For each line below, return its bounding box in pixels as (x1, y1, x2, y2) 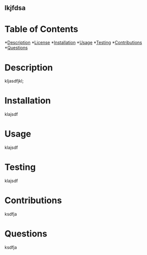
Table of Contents (4, 23, 78, 35)
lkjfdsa (4, 4, 26, 12)
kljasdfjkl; (4, 78, 24, 84)
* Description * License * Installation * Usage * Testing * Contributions (4, 40, 142, 45)
